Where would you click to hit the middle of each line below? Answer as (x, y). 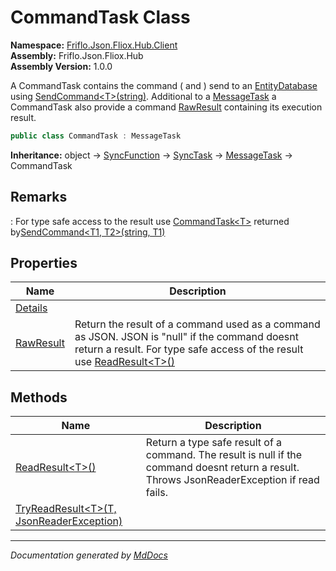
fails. (156, 493)
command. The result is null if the (224, 455)
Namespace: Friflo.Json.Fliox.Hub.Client (94, 45)
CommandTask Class (100, 17)
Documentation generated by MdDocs (89, 555)
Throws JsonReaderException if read (232, 480)
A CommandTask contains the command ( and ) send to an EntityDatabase (164, 85)
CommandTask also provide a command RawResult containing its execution (166, 107)
